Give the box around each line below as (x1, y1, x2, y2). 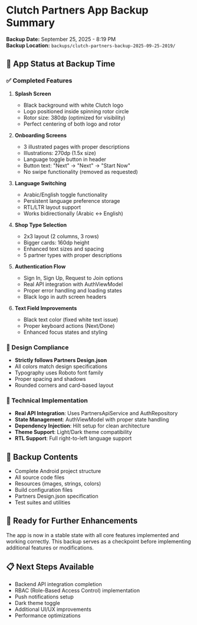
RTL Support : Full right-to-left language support (14, 435, 132, 442)
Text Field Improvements (14, 304, 77, 311)
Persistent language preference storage (23, 197, 120, 204)
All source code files (14, 474, 65, 481)
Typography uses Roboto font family (14, 369, 103, 376)
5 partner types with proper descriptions (23, 251, 123, 258)
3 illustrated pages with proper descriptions (23, 143, 130, 150)
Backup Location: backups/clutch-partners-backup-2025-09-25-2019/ (6, 42, 176, 49)
